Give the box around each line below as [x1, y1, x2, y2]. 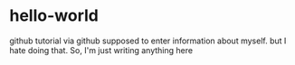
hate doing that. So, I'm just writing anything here [9, 44, 193, 55]
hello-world [9, 5, 100, 26]
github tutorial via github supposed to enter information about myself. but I [9, 35, 287, 46]
